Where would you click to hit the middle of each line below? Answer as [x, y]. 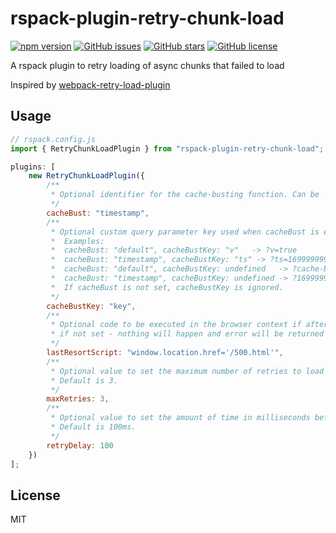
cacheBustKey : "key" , [91, 306]
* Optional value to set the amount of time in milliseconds [180, 418]
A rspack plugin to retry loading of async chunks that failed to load [147, 65]
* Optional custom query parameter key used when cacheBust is [185, 232]
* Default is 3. [84, 380]
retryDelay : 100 [80, 445]
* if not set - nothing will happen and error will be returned [187, 334]
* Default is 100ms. [93, 427]
